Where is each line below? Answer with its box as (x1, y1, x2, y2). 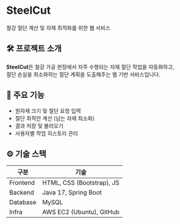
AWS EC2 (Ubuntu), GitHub (42, 208, 120, 216)
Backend (9, 189, 34, 197)
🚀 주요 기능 (6, 90, 45, 100)
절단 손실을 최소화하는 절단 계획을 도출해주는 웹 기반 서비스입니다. (6, 70, 161, 78)
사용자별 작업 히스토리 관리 (14, 130, 78, 137)
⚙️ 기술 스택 (6, 148, 47, 159)
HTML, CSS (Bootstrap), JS (42, 178, 120, 187)
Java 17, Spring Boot (42, 189, 102, 197)
